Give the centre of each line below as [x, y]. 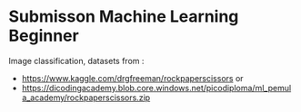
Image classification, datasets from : [76, 61]
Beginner [44, 36]
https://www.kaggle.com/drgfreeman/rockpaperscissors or [132, 78]
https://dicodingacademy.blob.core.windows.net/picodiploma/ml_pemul [156, 88]
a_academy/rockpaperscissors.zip [86, 98]
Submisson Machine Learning [124, 17]
